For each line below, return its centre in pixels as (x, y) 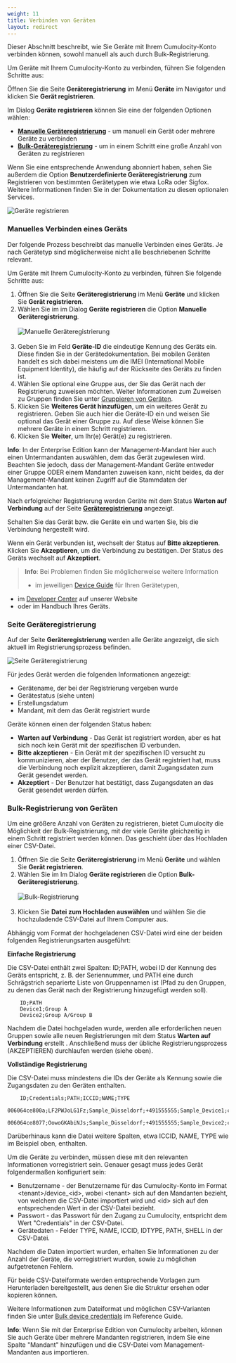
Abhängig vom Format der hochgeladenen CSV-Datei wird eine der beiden (115, 933)
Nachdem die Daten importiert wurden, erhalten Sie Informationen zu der (113, 1252)
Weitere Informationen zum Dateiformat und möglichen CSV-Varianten (109, 1309)
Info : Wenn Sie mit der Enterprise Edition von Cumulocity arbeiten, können (115, 1330)
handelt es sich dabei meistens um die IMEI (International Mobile (111, 361)
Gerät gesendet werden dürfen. (63, 790)
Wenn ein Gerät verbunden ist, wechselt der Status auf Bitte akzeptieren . (114, 543)
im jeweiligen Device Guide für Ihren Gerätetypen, (107, 585)
